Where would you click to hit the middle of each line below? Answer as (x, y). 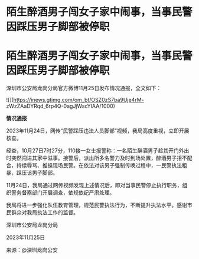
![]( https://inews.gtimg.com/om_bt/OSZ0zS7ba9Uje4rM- (75, 100)
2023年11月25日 (26, 238)
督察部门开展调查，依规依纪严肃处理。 (68, 192)
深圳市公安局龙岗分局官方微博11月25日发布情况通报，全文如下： (84, 88)
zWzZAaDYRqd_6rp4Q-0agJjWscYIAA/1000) (61, 106)
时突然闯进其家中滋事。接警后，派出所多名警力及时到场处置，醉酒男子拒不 (97, 158)
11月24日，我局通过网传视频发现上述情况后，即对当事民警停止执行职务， (94, 185)
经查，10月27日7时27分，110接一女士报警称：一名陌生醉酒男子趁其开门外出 (98, 151)
